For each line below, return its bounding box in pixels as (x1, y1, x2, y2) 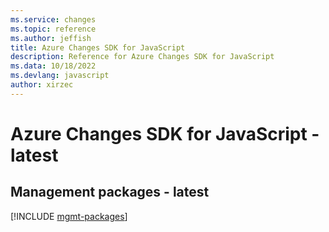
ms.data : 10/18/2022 (10, 61, 97, 71)
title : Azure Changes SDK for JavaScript (10, 42, 186, 53)
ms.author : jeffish (10, 33, 92, 43)
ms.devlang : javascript (10, 71, 110, 81)
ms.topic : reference (10, 24, 97, 34)
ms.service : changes (10, 14, 97, 25)
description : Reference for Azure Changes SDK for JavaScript (10, 52, 275, 62)
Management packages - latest (10, 184, 210, 201)
